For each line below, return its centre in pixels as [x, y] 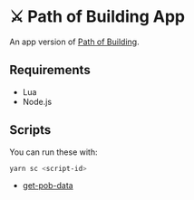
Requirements [50, 70]
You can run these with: [53, 152]
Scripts [30, 130]
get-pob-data [48, 186]
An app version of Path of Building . [74, 42]
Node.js [37, 101]
